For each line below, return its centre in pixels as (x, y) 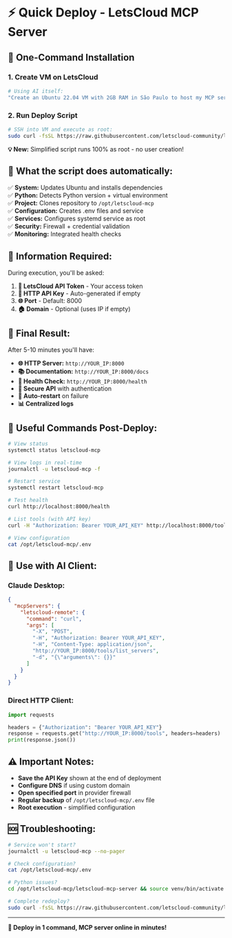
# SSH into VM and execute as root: (60, 129)
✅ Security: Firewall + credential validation (69, 227)
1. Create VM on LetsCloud (53, 77)
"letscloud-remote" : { (53, 612)
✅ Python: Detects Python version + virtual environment (88, 196)
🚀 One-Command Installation (71, 58)
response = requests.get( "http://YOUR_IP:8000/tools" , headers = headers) (114, 733)
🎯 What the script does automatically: (90, 171)
